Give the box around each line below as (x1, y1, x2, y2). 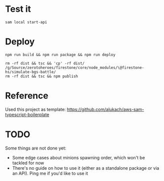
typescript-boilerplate (5, 112, 49, 118)
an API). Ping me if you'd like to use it (12, 170, 88, 176)
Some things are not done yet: (5, 145, 66, 151)
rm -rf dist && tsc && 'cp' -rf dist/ (5, 60, 85, 66)
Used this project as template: (5, 106, 66, 112)
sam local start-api (5, 20, 48, 25)
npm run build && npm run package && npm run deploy (5, 52, 116, 57)
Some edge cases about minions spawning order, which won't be (12, 154, 145, 160)
